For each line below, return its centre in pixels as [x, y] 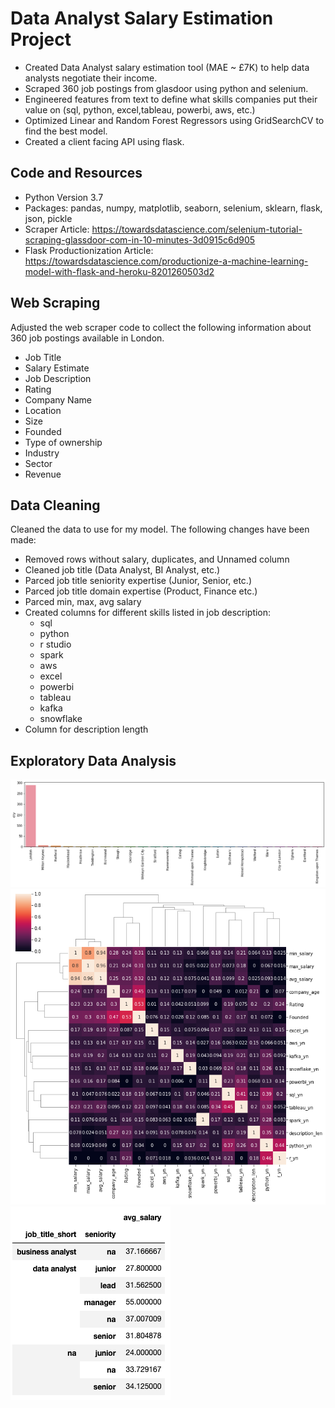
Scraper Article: [57, 229]
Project [41, 39]
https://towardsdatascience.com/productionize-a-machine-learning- [166, 261]
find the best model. [66, 131]
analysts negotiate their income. [91, 78]
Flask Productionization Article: [89, 250]
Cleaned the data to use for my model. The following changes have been [160, 529]
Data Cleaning [55, 505]
